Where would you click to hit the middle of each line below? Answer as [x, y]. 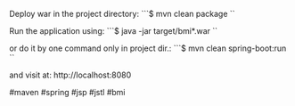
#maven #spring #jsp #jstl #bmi [67, 92]
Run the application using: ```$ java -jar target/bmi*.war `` [114, 31]
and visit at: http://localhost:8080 [70, 75]
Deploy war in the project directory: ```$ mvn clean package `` [122, 14]
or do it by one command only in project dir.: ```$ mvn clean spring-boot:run [148, 48]
